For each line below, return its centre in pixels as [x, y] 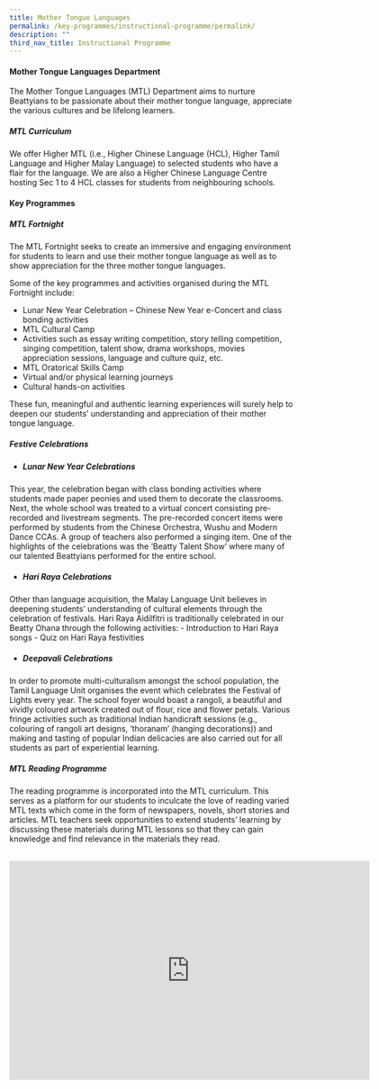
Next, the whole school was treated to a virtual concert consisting [131, 508]
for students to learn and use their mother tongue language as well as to [143, 256]
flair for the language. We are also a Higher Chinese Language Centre [139, 173]
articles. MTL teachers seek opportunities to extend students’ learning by [145, 820]
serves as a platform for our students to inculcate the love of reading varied [149, 801]
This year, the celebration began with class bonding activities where [135, 489]
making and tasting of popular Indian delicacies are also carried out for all [146, 738]
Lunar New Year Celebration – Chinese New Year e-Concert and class [152, 310]
